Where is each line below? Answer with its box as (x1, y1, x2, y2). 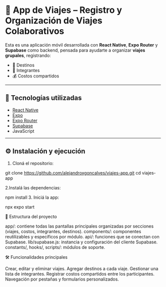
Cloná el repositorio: (12, 160, 54, 166)
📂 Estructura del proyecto (5, 213, 57, 220)
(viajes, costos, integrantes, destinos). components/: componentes (5, 228, 142, 234)
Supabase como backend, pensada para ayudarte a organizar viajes (5, 47, 146, 53)
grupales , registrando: (5, 52, 51, 58)
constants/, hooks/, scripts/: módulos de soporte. (5, 244, 105, 250)
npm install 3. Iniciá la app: (5, 194, 59, 200)
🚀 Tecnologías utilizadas (5, 94, 82, 102)
